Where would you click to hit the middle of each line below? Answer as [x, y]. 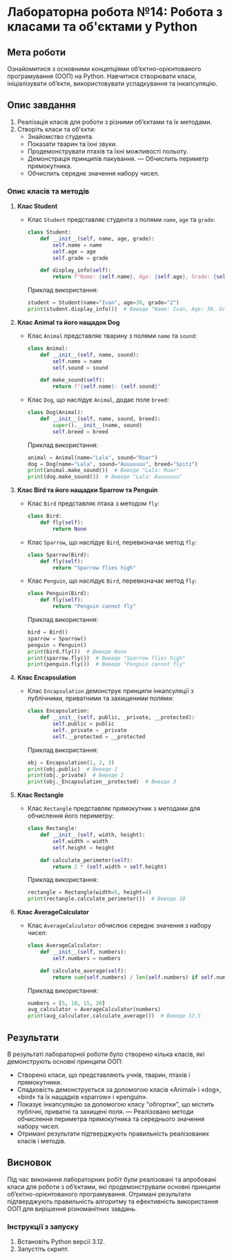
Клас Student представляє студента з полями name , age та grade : [121, 220]
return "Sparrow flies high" [94, 567]
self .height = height [84, 847]
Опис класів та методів [48, 191]
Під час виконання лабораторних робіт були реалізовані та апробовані [112, 1179]
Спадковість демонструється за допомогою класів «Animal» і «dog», [119, 1090]
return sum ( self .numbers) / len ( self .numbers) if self [133, 977]
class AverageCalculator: [65, 946]
